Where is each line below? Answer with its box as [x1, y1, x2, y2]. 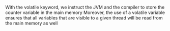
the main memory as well [5, 20, 58, 26]
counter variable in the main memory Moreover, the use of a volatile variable [5, 9, 165, 15]
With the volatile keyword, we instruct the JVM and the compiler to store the [5, 4, 165, 10]
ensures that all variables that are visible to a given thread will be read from [5, 15, 163, 20]
